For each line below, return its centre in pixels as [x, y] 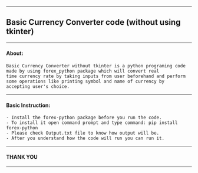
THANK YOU [22, 156]
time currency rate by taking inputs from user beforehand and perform [96, 76]
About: [15, 53]
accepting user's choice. [38, 87]
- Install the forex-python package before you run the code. [84, 118]
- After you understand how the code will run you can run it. [85, 138]
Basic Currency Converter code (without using [93, 22]
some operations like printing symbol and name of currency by [85, 81]
